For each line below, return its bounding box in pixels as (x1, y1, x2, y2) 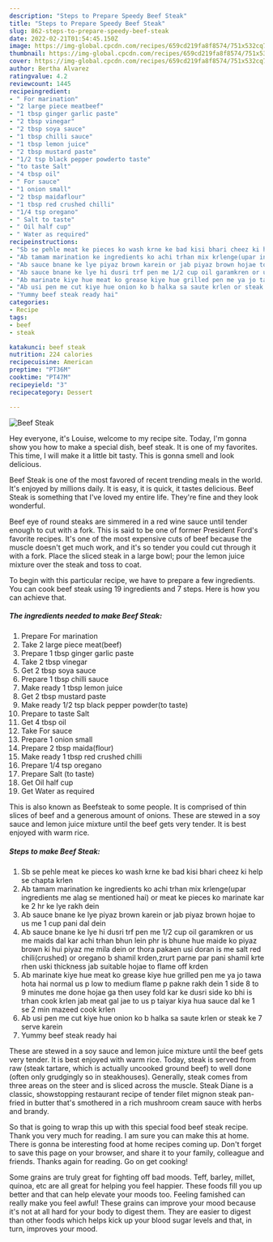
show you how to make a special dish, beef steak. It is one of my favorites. (9, 442, 258, 452)
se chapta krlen (20, 876, 74, 885)
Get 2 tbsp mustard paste (20, 692, 107, 701)
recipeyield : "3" (9, 380, 68, 389)
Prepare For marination (20, 632, 98, 641)
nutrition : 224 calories (9, 350, 93, 359)
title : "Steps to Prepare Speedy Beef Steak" (9, 19, 165, 28)
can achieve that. (9, 593, 67, 602)
